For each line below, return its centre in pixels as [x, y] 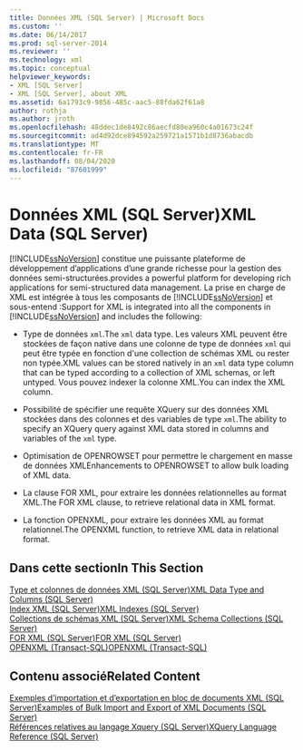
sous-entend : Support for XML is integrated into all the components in [140, 307]
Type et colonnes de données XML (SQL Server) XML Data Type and [137, 589]
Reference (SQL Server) [54, 736]
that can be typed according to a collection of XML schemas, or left [148, 373]
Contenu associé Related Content [105, 676]
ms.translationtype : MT [54, 144]
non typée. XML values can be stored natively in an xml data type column [158, 363]
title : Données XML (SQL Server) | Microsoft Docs [107, 18]
